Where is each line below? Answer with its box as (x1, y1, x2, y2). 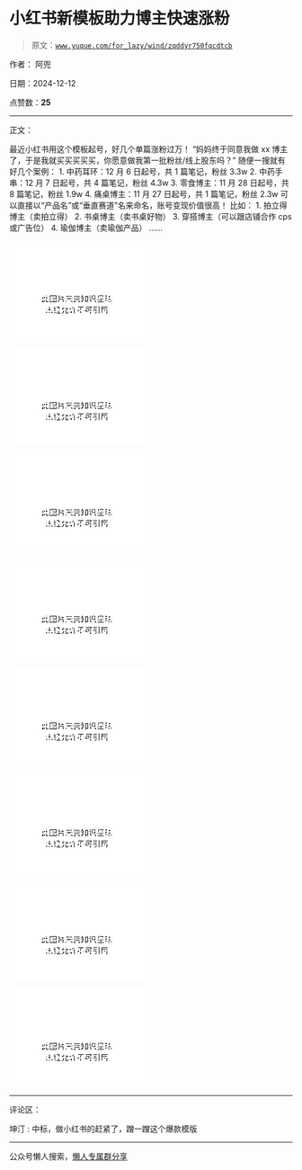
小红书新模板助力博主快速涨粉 (9, 8, 231, 29)
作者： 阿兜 (9, 58, 51, 69)
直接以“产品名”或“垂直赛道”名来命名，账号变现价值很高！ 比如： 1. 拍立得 (16, 200, 288, 210)
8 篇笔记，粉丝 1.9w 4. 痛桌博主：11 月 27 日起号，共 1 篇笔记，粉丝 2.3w (9, 188, 279, 199)
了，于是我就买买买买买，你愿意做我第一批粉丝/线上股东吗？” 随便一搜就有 (9, 155, 286, 165)
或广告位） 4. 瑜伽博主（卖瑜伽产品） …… (9, 222, 164, 233)
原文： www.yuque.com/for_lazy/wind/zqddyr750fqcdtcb (31, 40, 233, 50)
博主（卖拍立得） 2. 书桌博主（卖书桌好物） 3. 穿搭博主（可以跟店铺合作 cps (9, 210, 292, 221)
